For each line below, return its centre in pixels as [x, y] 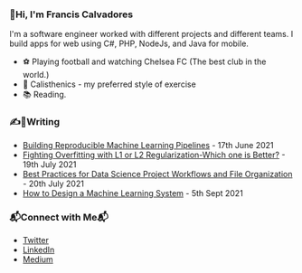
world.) [36, 75]
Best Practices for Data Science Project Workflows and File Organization [157, 174]
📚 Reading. [44, 95]
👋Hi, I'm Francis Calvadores [71, 14]
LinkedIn [38, 249]
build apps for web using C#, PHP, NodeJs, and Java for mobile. [129, 43]
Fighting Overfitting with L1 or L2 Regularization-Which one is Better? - [154, 155]
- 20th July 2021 [53, 184]
